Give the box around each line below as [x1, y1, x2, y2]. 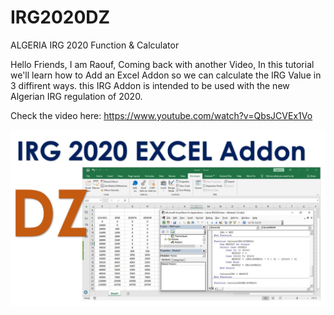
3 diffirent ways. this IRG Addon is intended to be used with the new [10, 79, 290, 91]
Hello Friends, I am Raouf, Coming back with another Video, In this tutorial [10, 58, 315, 70]
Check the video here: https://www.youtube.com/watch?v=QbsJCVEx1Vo [10, 109, 313, 121]
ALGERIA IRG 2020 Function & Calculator [10, 39, 180, 51]
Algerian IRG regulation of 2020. [10, 90, 143, 102]
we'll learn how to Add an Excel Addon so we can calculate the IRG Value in [10, 69, 322, 81]
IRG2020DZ [10, 6, 111, 29]
